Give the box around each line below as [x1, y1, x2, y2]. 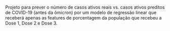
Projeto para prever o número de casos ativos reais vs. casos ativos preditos [5, 4, 165, 10]
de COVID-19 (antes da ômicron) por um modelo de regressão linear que [5, 9, 157, 15]
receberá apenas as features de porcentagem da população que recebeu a [5, 15, 162, 20]
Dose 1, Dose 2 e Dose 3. [5, 20, 58, 26]
